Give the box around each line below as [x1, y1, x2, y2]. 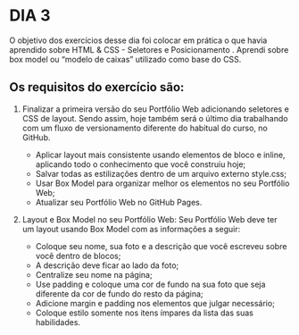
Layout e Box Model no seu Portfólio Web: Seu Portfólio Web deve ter [21, 214, 278, 224]
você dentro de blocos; [35, 250, 121, 261]
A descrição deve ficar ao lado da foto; [35, 260, 179, 271]
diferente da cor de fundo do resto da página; [35, 288, 203, 299]
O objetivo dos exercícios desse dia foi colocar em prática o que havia [9, 35, 268, 46]
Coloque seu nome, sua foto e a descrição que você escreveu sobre [35, 240, 287, 251]
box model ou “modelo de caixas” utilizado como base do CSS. [9, 54, 242, 64]
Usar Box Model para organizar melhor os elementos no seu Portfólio [35, 178, 290, 188]
